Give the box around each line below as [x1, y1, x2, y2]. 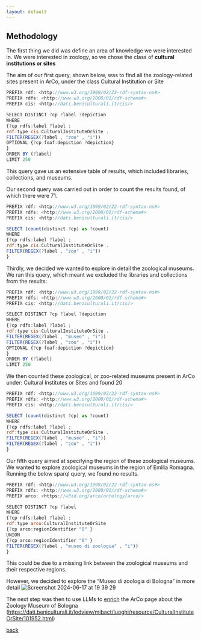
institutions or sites [6, 60, 56, 67]
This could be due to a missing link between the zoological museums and [6, 559, 188, 567]
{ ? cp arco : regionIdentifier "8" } [6, 526, 93, 532]
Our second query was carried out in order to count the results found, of [6, 185, 186, 193]
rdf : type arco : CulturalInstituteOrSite [6, 521, 107, 527]
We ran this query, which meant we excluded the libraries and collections [6, 271, 188, 278]
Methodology [6, 31, 58, 42]
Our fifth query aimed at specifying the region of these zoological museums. [6, 457, 196, 464]
